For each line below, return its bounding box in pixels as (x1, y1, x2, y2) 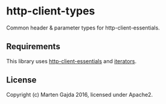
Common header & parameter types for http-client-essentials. (6, 24, 160, 31)
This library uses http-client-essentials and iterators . (6, 57, 137, 64)
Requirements (6, 41, 60, 52)
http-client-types (6, 4, 95, 18)
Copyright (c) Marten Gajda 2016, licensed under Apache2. (6, 91, 153, 98)
